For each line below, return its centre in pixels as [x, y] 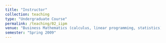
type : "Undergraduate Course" [36, 19]
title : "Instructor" [26, 10]
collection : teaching [27, 14]
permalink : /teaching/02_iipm [36, 23]
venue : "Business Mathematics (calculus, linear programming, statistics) [84, 28]
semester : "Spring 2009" [31, 33]
